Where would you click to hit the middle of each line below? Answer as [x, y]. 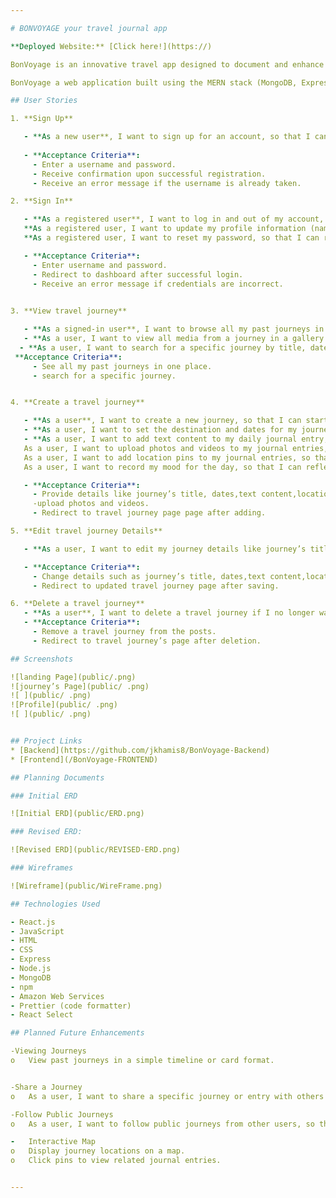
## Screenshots [42, 659]
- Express [31, 959]
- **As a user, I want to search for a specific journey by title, [163, 347]
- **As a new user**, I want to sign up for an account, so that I [167, 137]
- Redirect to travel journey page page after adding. [149, 513]
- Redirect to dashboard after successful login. [138, 274]
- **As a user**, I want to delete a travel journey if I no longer [169, 613]
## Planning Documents [57, 777]
